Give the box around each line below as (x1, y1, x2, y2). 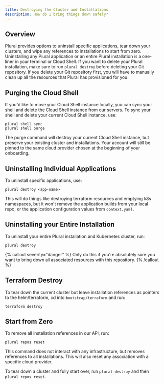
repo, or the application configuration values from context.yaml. (5, 206, 135, 212)
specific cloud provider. (5, 359, 53, 365)
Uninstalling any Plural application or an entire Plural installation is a (5, 54, 141, 59)
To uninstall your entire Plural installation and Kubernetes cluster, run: (5, 233, 145, 239)
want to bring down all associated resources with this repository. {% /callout (5, 257, 159, 263)
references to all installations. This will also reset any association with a (5, 354, 149, 359)
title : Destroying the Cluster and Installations (5, 7, 109, 12)
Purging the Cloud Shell (5, 89, 79, 97)
